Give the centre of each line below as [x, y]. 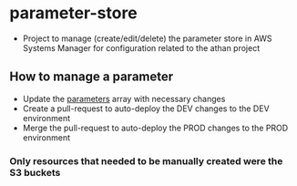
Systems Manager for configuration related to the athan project [141, 47]
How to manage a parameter [92, 77]
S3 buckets [35, 172]
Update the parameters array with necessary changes [124, 98]
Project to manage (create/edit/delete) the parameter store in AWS [147, 38]
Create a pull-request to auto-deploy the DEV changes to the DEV [146, 108]
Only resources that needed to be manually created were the [146, 160]
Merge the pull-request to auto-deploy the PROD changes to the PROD [155, 128]
